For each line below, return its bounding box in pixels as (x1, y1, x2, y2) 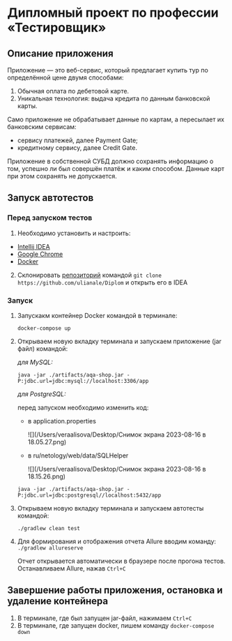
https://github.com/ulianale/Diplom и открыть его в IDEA (17, 278, 188, 287)
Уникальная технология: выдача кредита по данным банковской (17, 94, 210, 103)
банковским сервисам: (7, 123, 77, 130)
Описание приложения (7, 47, 114, 59)
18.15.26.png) (27, 472, 66, 481)
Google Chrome (17, 250, 63, 258)
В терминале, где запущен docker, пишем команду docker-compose (17, 621, 215, 629)
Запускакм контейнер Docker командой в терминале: (17, 311, 178, 319)
